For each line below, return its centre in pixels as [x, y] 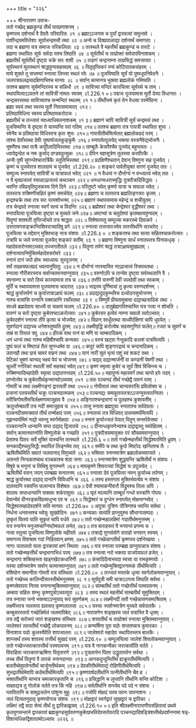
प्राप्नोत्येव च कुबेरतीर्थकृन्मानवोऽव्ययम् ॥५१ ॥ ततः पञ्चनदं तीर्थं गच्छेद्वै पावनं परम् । [81, 380]
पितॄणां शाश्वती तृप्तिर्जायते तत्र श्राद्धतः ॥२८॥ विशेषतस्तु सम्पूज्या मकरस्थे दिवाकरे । [82, 220]
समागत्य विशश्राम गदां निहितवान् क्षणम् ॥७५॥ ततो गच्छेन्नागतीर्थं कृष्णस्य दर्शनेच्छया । [83, 539]
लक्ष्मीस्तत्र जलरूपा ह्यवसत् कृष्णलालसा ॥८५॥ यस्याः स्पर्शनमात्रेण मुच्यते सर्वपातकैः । [84, 606]
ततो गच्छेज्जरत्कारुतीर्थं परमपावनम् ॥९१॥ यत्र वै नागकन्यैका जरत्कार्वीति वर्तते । [80, 646]
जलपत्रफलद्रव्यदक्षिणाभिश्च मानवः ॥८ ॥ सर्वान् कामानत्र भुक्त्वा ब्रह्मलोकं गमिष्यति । [81, 80]
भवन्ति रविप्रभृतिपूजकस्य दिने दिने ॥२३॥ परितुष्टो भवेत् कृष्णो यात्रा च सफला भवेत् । [83, 187]
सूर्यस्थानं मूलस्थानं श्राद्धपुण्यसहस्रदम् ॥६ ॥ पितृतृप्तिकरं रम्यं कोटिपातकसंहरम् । [79, 67]
